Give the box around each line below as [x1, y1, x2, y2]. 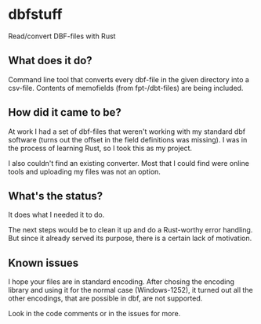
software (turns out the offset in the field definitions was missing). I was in [8, 135, 248, 144]
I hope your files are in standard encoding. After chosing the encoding [8, 277, 235, 286]
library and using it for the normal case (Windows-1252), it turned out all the [8, 286, 253, 295]
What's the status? [8, 189, 103, 203]
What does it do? [8, 54, 92, 67]
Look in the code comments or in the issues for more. [8, 309, 181, 319]
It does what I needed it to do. [8, 210, 105, 220]
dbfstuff [8, 5, 63, 23]
